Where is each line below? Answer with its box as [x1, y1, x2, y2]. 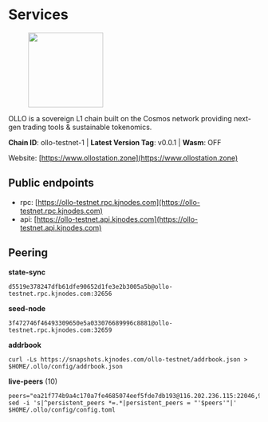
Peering [8, 246, 49, 260]
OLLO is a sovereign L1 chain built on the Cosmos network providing [8, 113, 233, 123]
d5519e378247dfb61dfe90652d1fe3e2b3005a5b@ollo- [8, 282, 173, 290]
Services [8, 6, 69, 24]
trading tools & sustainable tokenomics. [22, 122, 152, 132]
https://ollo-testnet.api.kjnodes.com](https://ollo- [36, 214, 199, 224]
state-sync [8, 267, 46, 277]
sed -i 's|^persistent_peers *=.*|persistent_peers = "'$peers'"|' [8, 399, 238, 407]
